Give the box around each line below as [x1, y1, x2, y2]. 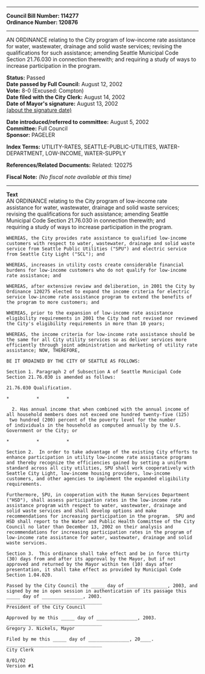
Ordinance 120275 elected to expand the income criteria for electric [6, 288, 190, 295]
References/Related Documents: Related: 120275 [6, 161, 133, 169]
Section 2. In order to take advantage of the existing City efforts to [6, 449, 198, 455]
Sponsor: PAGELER [6, 131, 56, 138]
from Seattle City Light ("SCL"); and [6, 251, 105, 257]
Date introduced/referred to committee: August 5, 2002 [6, 119, 149, 125]
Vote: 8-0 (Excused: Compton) [6, 87, 84, 94]
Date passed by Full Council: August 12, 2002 [6, 81, 123, 87]
